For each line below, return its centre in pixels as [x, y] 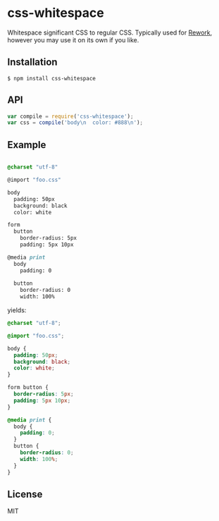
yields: [17, 310]
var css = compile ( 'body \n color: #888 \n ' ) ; [75, 123]
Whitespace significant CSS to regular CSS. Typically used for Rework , [110, 32]
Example [27, 145]
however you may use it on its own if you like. [73, 39]
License [25, 494]
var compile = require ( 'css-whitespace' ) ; [70, 116]
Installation [32, 62]
